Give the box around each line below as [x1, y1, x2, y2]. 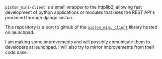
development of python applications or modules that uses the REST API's [5, 9, 155, 15]
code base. [5, 49, 28, 55]
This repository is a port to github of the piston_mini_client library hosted [5, 24, 158, 30]
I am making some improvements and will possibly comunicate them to [5, 39, 150, 45]
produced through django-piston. [5, 15, 74, 20]
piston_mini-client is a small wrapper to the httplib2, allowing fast [5, 4, 142, 10]
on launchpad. [5, 29, 35, 35]
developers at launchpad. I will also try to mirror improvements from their [5, 44, 155, 50]
